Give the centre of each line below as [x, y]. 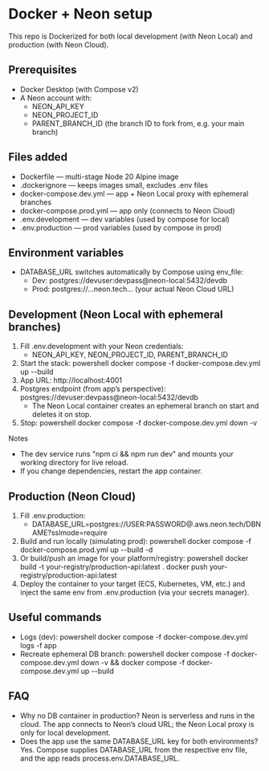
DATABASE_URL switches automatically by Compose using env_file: [131, 272]
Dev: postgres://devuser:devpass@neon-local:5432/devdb [129, 281]
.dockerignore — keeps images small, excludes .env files [114, 185]
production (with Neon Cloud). [59, 44]
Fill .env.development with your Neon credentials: [102, 347]
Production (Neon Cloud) [72, 496]
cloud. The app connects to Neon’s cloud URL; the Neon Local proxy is [137, 724]
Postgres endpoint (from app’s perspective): [93, 389]
